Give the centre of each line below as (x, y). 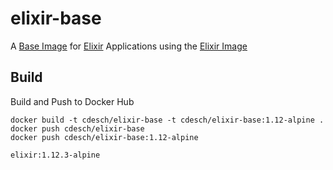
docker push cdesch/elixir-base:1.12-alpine (104, 137)
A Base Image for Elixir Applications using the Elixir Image (129, 46)
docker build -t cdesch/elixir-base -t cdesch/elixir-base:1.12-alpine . (167, 120)
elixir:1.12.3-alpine (55, 155)
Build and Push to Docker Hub (72, 101)
